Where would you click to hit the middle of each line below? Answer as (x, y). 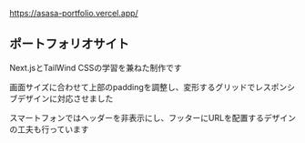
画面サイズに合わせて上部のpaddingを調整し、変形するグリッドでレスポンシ (152, 87)
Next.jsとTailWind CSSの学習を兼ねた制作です (96, 67)
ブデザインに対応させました (61, 98)
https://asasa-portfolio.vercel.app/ (74, 13)
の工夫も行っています (49, 129)
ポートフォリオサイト (69, 44)
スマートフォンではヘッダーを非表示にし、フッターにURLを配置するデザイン (152, 117)
